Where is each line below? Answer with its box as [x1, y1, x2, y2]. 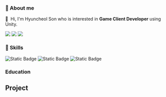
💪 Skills [5, 44, 24, 51]
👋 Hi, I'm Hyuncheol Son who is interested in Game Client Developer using [5, 16, 161, 22]
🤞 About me [5, 5, 34, 12]
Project [5, 83, 29, 92]
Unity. [5, 21, 18, 27]
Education [5, 68, 31, 75]
